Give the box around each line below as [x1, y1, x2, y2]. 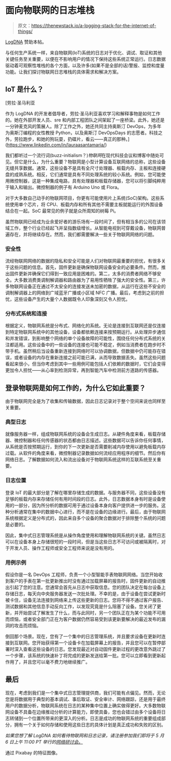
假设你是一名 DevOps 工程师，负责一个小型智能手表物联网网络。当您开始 [5, 572, 159, 578]
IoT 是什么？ [5, 85, 44, 94]
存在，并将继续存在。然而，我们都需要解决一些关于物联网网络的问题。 [9, 231, 157, 237]
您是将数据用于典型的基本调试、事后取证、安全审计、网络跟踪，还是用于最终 [5, 696, 166, 702]
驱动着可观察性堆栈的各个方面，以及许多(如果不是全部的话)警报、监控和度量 [5, 62, 165, 68]
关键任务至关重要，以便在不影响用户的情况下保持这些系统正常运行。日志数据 [5, 56, 166, 62]
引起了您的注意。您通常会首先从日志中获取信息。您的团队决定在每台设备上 [9, 585, 166, 591]
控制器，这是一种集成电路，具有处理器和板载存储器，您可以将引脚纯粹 [14, 177, 161, 184]
